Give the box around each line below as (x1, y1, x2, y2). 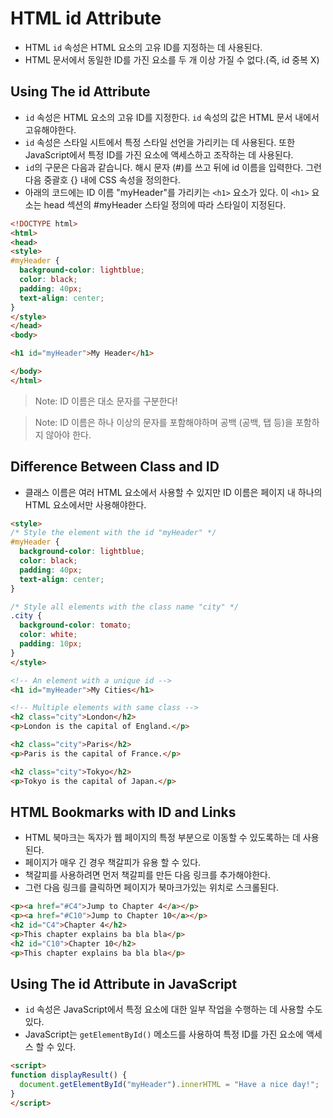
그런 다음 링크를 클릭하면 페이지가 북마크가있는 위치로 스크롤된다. (24, 882, 279, 894)
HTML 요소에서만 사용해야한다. (24, 498, 147, 511)
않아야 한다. (45, 428, 92, 441)
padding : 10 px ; (19, 639, 83, 649)
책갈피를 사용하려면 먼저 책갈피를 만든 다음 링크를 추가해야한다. (24, 869, 272, 881)
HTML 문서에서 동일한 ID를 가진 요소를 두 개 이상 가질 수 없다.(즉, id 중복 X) (24, 53, 320, 66)
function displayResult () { (10, 1070, 128, 1081)
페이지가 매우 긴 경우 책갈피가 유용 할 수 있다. (24, 857, 202, 869)
